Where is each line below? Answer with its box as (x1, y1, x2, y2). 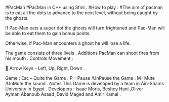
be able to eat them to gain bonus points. (5, 30, 91, 36)
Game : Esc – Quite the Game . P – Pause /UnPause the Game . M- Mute (5, 75, 155, 81)
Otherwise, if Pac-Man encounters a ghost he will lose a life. (5, 40, 131, 46)
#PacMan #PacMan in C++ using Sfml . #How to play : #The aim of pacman (5, 5, 163, 10)
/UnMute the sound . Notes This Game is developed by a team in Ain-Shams (5, 81, 164, 86)
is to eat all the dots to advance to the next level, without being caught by (5, 10, 158, 16)
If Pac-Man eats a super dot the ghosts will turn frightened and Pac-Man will (5, 25, 165, 31)
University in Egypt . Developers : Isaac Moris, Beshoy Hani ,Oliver (5, 86, 143, 92)
